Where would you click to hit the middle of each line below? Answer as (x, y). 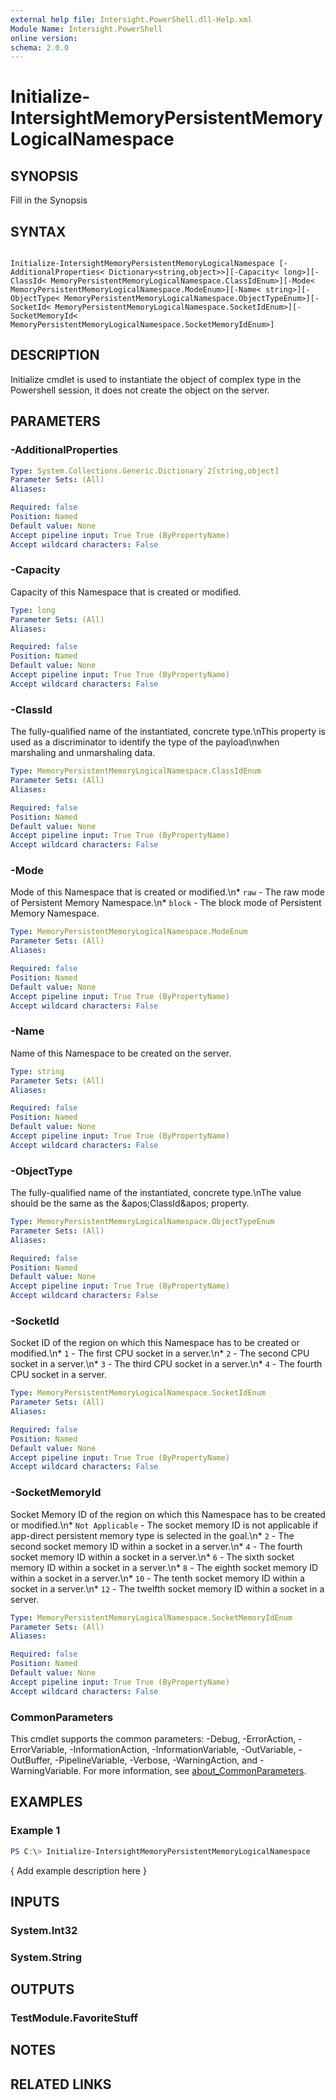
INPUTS (35, 1901)
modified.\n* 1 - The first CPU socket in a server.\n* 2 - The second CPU (160, 1353)
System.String (46, 1957)
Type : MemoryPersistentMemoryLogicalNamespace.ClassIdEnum (136, 771)
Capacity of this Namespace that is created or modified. (126, 592)
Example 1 (35, 1831)
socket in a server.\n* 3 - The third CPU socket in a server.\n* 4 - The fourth (166, 1364)
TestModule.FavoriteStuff (74, 2018)
